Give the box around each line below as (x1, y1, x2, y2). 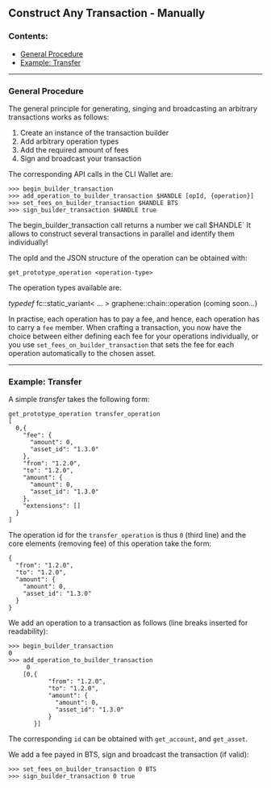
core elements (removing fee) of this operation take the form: (8, 539, 212, 548)
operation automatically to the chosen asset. (8, 348, 156, 358)
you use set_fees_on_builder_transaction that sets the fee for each (8, 339, 235, 350)
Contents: (8, 31, 48, 42)
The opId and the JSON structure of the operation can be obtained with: (8, 253, 248, 262)
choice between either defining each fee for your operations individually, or (8, 331, 259, 341)
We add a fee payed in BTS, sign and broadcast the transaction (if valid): (8, 750, 249, 760)
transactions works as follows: (8, 112, 110, 122)
